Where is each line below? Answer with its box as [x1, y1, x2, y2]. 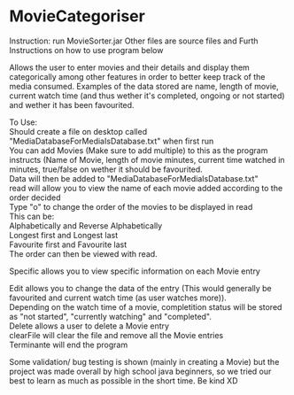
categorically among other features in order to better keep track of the [9, 71, 266, 81]
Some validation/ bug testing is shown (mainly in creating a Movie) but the [9, 356, 280, 367]
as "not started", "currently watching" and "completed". [9, 311, 213, 321]
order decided [9, 192, 61, 203]
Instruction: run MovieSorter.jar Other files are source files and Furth [9, 35, 259, 46]
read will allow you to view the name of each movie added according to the [9, 182, 283, 193]
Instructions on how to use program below [9, 44, 164, 55]
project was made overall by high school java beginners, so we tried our [9, 366, 272, 376]
